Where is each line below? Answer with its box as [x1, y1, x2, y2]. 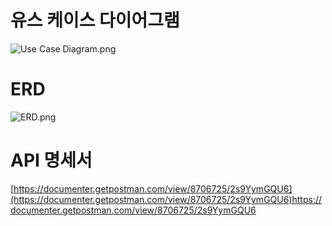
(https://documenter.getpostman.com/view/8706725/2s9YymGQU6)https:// [10, 193, 323, 205]
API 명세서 [10, 149, 93, 172]
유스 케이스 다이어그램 [10, 9, 180, 32]
